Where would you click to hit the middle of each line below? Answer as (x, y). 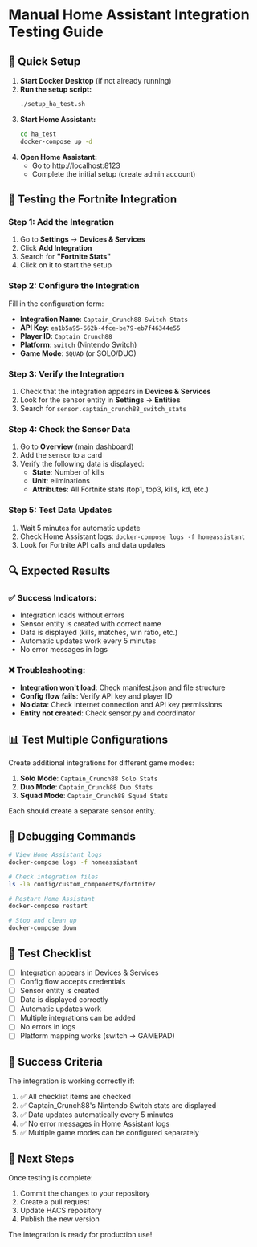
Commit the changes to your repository (85, 1193)
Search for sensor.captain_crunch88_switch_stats (103, 408)
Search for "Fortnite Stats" (65, 257)
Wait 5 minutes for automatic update (80, 528)
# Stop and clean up (43, 921)
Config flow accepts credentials (73, 981)
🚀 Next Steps (41, 1158)
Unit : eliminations (61, 481)
